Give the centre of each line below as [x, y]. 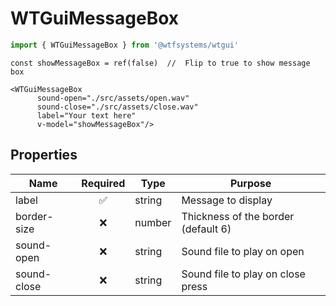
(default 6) [206, 229]
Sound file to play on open [243, 251]
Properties [44, 155]
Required [103, 183]
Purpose [251, 183]
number [153, 222]
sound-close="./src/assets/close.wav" [117, 107]
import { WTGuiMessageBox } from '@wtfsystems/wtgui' [125, 45]
